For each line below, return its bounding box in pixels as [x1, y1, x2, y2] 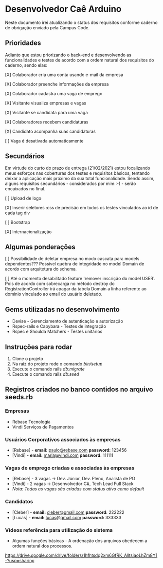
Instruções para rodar [5, 343, 72, 351]
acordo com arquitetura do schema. [5, 266, 77, 272]
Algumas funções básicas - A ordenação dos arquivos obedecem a [12, 538, 147, 544]
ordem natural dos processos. [12, 543, 72, 548]
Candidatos [5, 498, 33, 505]
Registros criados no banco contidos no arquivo [5, 385, 153, 394]
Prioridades [5, 39, 41, 47]
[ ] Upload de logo [5, 195, 41, 201]
